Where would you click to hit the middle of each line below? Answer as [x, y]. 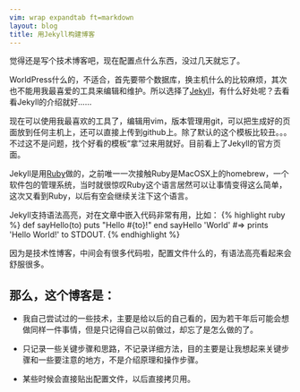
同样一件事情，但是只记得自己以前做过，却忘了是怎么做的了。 [144, 330]
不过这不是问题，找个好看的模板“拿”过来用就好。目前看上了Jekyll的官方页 [145, 143]
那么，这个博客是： [62, 295]
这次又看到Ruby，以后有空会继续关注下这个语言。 [101, 196]
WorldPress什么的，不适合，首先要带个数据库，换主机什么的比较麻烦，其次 [148, 80]
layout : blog [34, 26]
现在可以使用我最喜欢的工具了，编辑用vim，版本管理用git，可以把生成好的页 [150, 121]
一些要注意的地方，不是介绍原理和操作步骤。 [120, 360]
